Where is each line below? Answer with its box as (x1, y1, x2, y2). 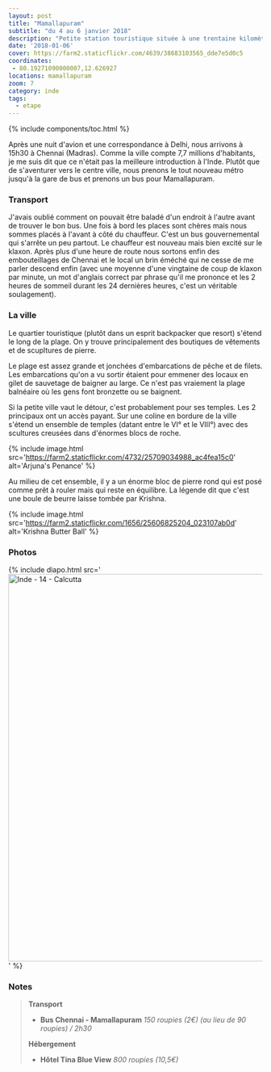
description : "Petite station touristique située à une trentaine (8, 34, 236, 43)
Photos (8, 546, 37, 558)
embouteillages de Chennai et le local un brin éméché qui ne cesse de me (8, 255, 254, 265)
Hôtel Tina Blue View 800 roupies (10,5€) (40, 1055, 179, 1065)
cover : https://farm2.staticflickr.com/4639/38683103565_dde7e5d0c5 (8, 49, 244, 57)
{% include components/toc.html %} (8, 124, 130, 134)
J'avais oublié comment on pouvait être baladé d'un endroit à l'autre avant (8, 212, 256, 222)
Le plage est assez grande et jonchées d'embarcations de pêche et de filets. (8, 361, 263, 371)
